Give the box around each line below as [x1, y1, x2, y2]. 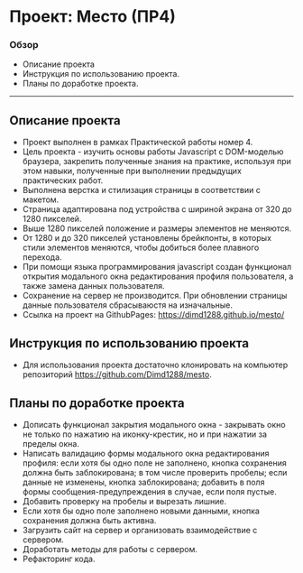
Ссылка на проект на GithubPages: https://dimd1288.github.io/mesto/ [22, 310, 285, 320]
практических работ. [22, 175, 104, 186]
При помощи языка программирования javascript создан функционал [22, 262, 292, 273]
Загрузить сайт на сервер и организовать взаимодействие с [22, 524, 258, 535]
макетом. [22, 194, 60, 205]
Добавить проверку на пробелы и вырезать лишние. [22, 495, 227, 506]
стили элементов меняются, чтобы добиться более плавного [22, 242, 260, 254]
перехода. [22, 252, 62, 263]
